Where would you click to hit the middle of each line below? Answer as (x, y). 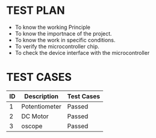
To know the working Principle (53, 27)
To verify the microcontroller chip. (57, 46)
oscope (32, 126)
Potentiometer (42, 106)
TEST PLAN (36, 11)
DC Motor (35, 116)
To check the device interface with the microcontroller (82, 52)
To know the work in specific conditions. (65, 40)
